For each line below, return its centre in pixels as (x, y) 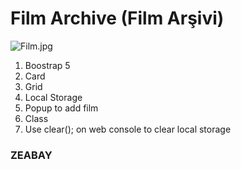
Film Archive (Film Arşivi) (117, 18)
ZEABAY (31, 155)
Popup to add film (61, 108)
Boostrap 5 (47, 65)
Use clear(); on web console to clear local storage (128, 129)
